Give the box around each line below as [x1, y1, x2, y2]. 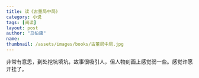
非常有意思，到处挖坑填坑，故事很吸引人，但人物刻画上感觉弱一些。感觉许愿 [6, 58, 193, 65]
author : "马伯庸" [6, 30, 46, 36]
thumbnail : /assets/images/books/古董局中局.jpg [6, 42, 124, 48]
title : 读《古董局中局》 [6, 8, 60, 15]
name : [6, 36, 20, 42]
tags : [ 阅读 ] [6, 19, 37, 25]
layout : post [6, 25, 38, 31]
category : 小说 [6, 14, 42, 20]
